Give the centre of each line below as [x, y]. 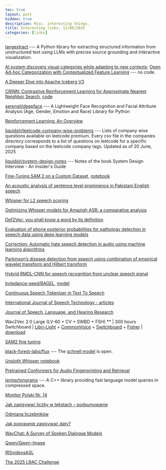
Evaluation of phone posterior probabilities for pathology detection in [76, 229]
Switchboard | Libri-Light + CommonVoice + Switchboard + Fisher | [74, 327]
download [15, 332]
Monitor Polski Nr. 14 [26, 395]
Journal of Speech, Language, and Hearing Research [59, 312]
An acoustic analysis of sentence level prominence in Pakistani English [77, 186]
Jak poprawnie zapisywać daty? [38, 424]
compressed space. [26, 385]
